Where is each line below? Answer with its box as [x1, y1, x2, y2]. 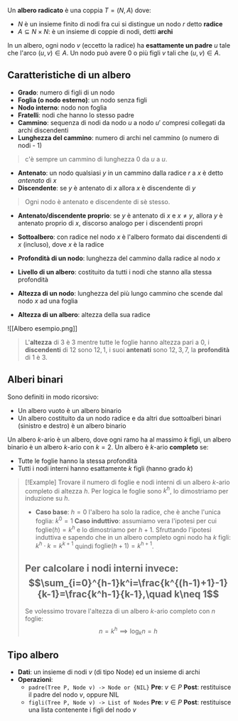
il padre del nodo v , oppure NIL [28, 690, 119, 699]
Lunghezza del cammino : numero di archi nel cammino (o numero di [17, 133, 220, 141]
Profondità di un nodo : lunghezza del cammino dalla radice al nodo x [17, 254, 221, 262]
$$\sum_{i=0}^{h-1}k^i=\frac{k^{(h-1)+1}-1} [28, 577, 229, 589]
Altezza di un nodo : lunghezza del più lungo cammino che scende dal [17, 289, 223, 297]
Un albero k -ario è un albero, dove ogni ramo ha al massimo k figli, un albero [7, 435, 232, 444]
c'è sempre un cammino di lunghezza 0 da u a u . [24, 154, 168, 163]
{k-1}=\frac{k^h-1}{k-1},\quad [37, 588, 173, 600]
